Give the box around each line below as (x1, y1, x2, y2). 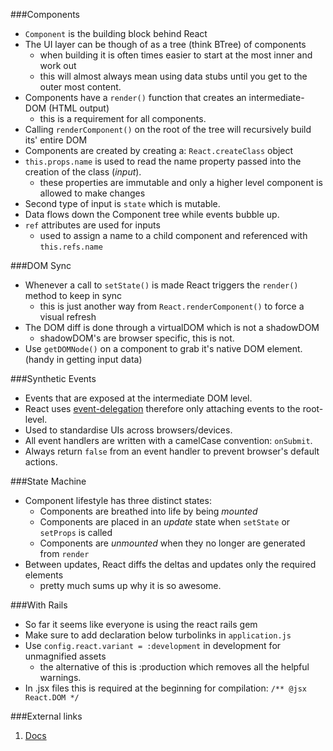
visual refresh (39, 311, 97, 323)
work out (39, 60, 77, 71)
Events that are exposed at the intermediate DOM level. (24, 392, 253, 404)
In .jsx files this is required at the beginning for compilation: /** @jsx (24, 682, 307, 694)
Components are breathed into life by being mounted (39, 505, 258, 517)
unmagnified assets (24, 650, 107, 662)
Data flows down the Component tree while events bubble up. (24, 209, 280, 220)
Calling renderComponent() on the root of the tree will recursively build (24, 124, 312, 135)
